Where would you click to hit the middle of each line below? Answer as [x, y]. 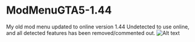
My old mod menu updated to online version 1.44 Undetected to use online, [98, 27]
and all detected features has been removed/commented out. [81, 33]
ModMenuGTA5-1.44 [59, 10]
